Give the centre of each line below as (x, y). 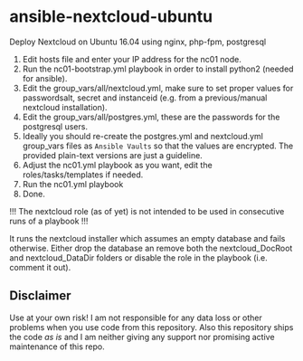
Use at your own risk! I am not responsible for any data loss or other (136, 318)
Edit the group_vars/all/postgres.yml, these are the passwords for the (151, 117)
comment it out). (40, 267)
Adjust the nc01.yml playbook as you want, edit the (117, 165)
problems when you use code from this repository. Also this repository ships (151, 327)
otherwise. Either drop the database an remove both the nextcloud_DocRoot (151, 248)
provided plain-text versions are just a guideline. (113, 155)
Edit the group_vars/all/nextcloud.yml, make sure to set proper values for (158, 88)
